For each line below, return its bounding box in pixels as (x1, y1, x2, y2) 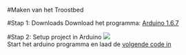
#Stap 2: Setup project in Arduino (7, 33, 102, 41)
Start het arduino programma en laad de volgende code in (7, 40, 172, 48)
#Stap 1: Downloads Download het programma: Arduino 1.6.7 (7, 19, 179, 26)
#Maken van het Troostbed (7, 6, 84, 14)
